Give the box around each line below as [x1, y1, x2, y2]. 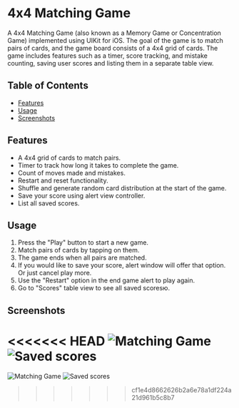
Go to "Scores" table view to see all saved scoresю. [17, 284, 170, 292]
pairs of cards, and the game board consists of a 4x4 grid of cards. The [7, 44, 218, 52]
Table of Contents [7, 80, 89, 92]
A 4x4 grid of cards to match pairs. [17, 153, 121, 162]
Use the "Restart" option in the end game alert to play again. [17, 276, 195, 285]
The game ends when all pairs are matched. [17, 253, 148, 262]
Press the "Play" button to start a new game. [17, 238, 148, 247]
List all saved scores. [17, 198, 80, 208]
